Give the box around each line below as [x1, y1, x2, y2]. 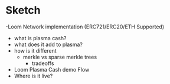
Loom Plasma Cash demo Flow [14, 66, 90, 73]
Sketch [5, 4, 41, 17]
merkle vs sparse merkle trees [22, 53, 97, 60]
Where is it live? [14, 72, 53, 79]
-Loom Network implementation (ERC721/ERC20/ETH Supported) [5, 23, 165, 30]
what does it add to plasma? [14, 41, 83, 48]
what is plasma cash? [14, 34, 67, 41]
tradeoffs [31, 60, 54, 67]
